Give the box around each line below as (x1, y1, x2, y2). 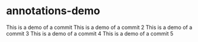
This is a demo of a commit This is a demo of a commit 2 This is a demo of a (6, 24, 193, 31)
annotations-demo (6, 4, 101, 18)
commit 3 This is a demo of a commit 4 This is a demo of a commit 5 (6, 30, 174, 37)
